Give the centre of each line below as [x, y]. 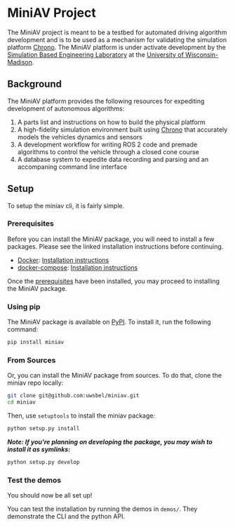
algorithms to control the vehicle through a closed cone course [108, 151]
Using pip [24, 306]
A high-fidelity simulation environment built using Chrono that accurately [122, 129]
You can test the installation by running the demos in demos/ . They [102, 509]
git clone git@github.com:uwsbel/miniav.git [73, 396]
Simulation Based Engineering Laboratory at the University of [96, 55]
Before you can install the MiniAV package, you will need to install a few [111, 239]
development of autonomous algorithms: [66, 108]
